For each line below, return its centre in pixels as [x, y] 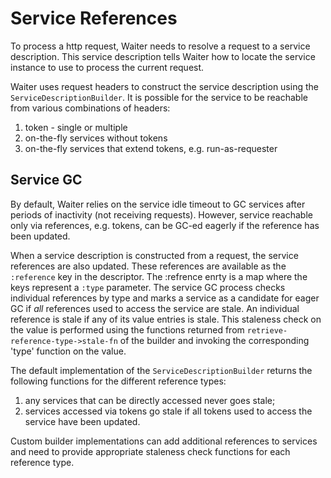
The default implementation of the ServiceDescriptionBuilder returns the [161, 370]
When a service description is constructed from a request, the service [154, 255]
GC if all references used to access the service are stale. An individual [155, 308]
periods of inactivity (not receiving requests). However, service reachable [161, 214]
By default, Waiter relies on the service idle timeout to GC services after [158, 204]
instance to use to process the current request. [107, 67]
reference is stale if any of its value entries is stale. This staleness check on [166, 319]
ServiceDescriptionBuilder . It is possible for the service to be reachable [159, 97]
